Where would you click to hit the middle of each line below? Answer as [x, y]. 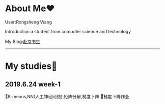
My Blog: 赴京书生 [23, 42]
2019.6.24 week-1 [33, 84]
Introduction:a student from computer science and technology [68, 31]
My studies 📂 [31, 66]
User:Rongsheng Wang [28, 22]
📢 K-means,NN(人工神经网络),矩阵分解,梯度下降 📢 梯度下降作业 [67, 96]
